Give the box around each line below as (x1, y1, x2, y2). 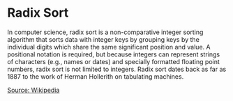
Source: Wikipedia (7, 86, 60, 94)
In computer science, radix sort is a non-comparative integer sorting (7, 28, 204, 36)
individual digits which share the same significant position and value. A (7, 42, 211, 51)
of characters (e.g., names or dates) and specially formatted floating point (7, 57, 220, 65)
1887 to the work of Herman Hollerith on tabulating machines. (7, 72, 184, 81)
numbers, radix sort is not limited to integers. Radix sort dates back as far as (7, 65, 227, 73)
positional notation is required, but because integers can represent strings (7, 50, 220, 59)
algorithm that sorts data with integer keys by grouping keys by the (7, 35, 200, 43)
